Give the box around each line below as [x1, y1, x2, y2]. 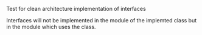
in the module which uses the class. [6, 24, 96, 30]
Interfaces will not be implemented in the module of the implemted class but [6, 17, 197, 24]
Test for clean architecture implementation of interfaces [6, 5, 146, 12]
